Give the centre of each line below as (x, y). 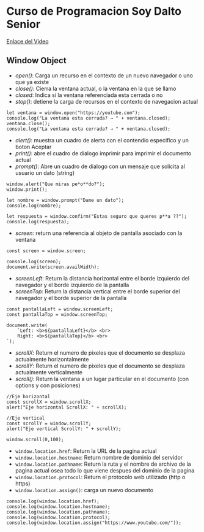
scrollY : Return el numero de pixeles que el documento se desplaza (100, 366)
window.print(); (27, 189)
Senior (24, 24)
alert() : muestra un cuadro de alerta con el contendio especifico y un (102, 140)
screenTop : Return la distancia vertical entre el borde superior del (97, 291)
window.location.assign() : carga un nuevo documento (84, 490)
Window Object (36, 60)
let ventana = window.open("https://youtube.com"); (73, 113)
